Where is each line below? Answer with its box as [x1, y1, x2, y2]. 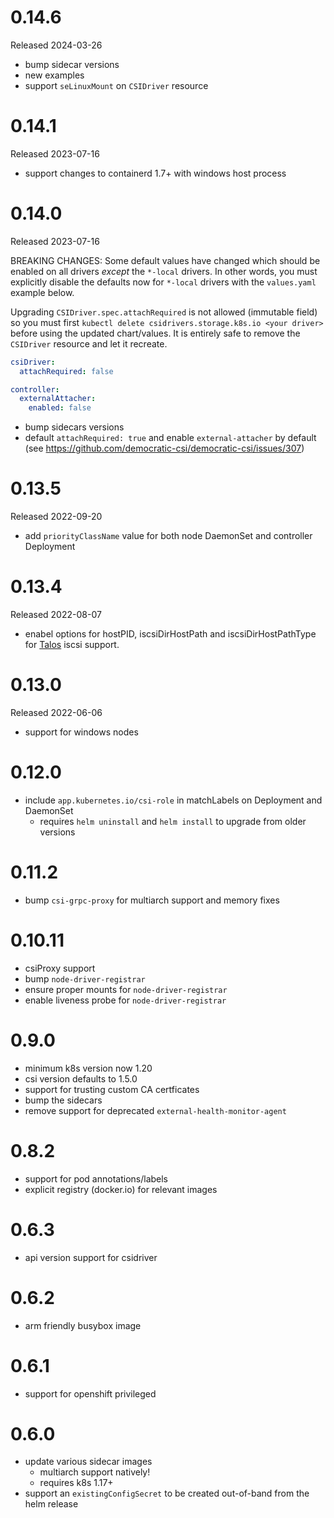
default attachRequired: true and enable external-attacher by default [24, 432, 317, 444]
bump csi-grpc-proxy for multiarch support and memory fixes [24, 894, 280, 906]
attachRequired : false [19, 366, 114, 376]
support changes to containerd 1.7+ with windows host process [24, 167, 287, 179]
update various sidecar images [24, 1456, 153, 1468]
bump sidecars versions [24, 421, 125, 433]
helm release [24, 1498, 79, 1510]
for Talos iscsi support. [24, 639, 120, 651]
